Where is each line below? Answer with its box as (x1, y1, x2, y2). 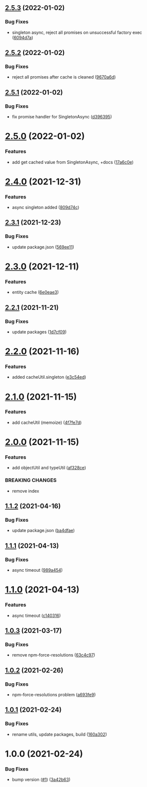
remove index (12, 488, 40, 494)
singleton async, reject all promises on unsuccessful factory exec (12, 29, 142, 35)
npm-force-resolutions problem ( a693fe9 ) (12, 691, 96, 697)
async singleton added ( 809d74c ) (12, 205, 80, 210)
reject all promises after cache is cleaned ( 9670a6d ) (12, 74, 116, 80)
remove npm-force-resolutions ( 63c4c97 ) (12, 652, 95, 658)
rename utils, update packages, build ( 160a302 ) (12, 731, 107, 737)
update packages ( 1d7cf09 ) (12, 329, 67, 335)
